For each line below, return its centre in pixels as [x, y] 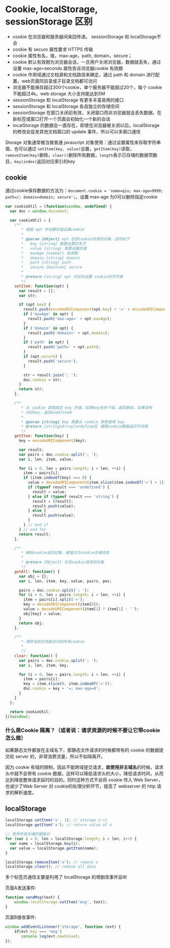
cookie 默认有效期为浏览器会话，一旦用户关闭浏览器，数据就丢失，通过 [87, 62]
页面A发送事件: [21, 888]
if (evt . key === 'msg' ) [38, 931]
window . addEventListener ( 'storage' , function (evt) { [63, 927]
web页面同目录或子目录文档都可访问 [59, 81]
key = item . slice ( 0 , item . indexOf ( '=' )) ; [68, 684]
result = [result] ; [53, 501]
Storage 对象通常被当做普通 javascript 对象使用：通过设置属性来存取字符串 [83, 142]
